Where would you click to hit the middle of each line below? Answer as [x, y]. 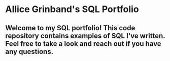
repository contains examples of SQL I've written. [85, 36]
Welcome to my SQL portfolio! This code [70, 28]
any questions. [29, 51]
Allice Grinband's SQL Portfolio [72, 9]
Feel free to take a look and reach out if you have [83, 44]
